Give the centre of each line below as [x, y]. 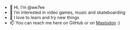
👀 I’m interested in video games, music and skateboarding [67, 12]
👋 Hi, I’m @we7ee [27, 7]
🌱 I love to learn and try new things [44, 17]
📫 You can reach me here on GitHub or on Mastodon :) [65, 23]
